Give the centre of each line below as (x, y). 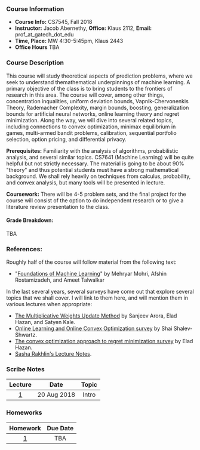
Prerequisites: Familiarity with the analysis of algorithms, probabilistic (92, 150)
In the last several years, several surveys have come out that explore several (100, 292)
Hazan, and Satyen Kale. (45, 322)
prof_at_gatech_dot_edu (44, 35)
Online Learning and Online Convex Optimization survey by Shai (93, 329)
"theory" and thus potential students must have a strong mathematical (93, 169)
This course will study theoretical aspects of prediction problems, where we (99, 76)
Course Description (35, 63)
